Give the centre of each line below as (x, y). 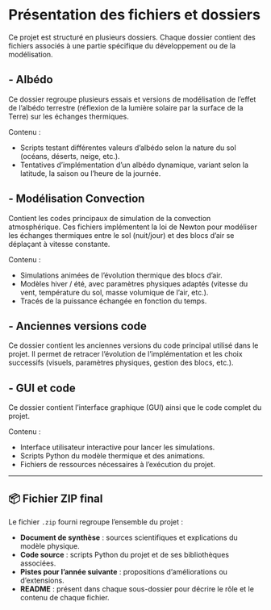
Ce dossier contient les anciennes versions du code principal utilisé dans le (133, 345)
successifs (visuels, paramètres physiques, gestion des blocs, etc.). (121, 363)
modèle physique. (50, 546)
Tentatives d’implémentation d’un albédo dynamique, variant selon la (134, 165)
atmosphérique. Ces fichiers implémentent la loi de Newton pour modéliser (133, 227)
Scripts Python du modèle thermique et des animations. (113, 456)
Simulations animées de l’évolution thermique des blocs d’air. (121, 275)
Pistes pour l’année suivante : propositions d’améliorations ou (124, 572)
